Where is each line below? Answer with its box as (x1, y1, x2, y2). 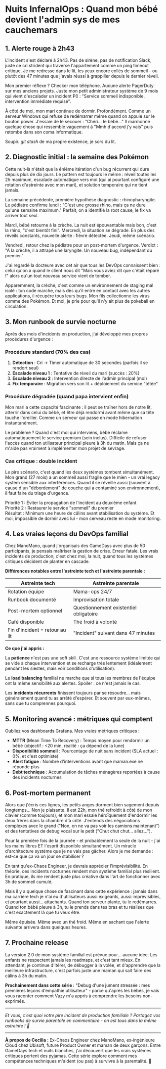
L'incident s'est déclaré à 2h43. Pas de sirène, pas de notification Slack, (5, 57, 152, 63)
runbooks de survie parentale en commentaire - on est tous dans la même (5, 1018, 157, 1023)
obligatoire (73, 610, 98, 617)
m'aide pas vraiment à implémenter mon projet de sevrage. (5, 445, 125, 451)
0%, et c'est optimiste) (12, 753, 59, 759)
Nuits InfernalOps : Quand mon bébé (5, 3, 158, 15)
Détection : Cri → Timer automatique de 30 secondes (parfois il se (12, 360, 148, 366)
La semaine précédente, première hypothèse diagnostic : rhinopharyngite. (5, 196, 156, 202)
